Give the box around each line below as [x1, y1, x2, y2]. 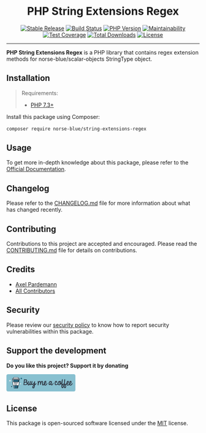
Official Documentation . [6, 166, 66, 173]
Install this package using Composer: [6, 113, 100, 120]
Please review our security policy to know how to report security [6, 321, 170, 329]
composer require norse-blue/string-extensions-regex [6, 126, 147, 132]
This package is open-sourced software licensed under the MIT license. [6, 420, 188, 427]
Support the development [6, 345, 107, 356]
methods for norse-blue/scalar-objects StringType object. [6, 55, 152, 63]
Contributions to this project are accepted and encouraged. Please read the [6, 240, 197, 248]
